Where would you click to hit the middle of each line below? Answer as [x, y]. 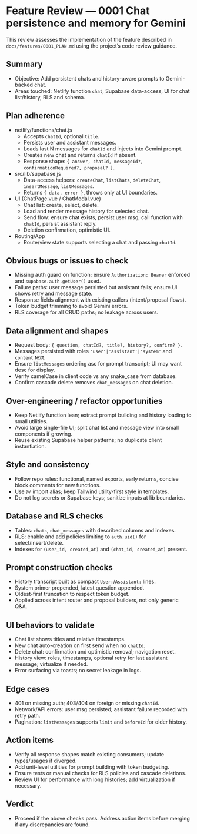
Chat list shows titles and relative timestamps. [70, 639]
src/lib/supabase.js [38, 173]
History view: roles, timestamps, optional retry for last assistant [91, 658]
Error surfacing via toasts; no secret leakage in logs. [78, 671]
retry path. [27, 716]
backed [24, 85]
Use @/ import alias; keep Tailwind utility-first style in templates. [92, 491]
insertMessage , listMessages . [59, 186]
